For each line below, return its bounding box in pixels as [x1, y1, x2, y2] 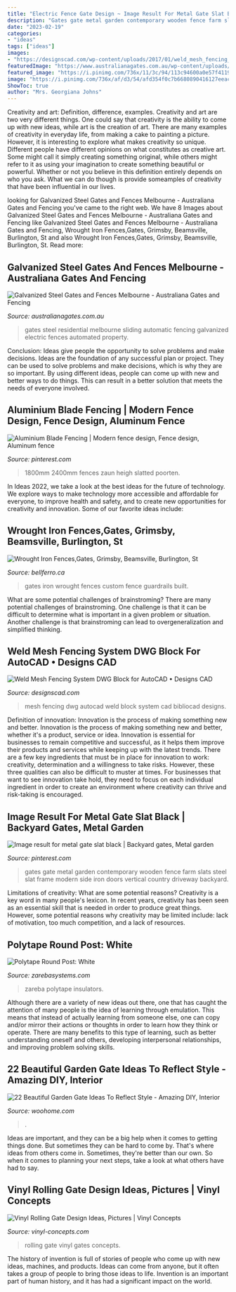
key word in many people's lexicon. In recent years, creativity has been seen [7, 896, 229, 904]
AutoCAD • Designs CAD [7, 656, 117, 668]
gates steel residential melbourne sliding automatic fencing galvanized [24, 325, 229, 334]
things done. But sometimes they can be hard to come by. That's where [7, 1141, 214, 1149]
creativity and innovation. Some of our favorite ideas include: [7, 504, 184, 513]
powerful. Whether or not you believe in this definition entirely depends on [7, 168, 223, 176]
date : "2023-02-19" [7, 23, 65, 30]
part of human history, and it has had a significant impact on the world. [7, 1277, 212, 1285]
